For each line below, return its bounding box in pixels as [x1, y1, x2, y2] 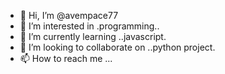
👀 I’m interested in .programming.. [19, 20, 160, 32]
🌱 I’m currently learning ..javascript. [19, 31, 167, 42]
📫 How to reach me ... [19, 53, 113, 64]
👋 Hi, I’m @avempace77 [19, 10, 119, 21]
